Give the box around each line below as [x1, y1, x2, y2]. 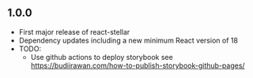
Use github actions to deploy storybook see [30, 52, 173, 61]
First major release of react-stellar [18, 27, 130, 36]
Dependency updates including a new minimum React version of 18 [18, 35, 239, 45]
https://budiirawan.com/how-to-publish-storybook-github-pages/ [30, 61, 246, 70]
